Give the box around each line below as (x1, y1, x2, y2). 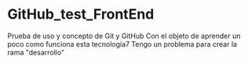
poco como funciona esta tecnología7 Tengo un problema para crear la (7, 39, 237, 48)
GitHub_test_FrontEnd (7, 5, 155, 23)
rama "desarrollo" (7, 47, 64, 57)
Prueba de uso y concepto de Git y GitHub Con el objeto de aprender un (7, 31, 241, 40)
